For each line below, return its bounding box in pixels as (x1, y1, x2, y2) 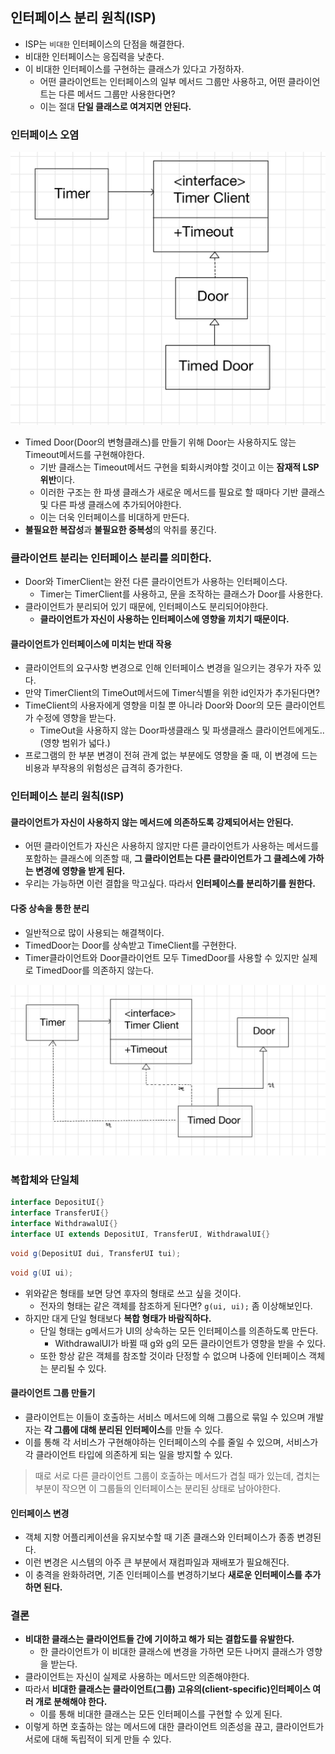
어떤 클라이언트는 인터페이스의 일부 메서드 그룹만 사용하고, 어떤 (39, 75, 286, 87)
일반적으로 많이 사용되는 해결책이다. (24, 926, 165, 938)
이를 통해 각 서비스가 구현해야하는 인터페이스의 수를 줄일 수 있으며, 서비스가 (24, 1436, 319, 1448)
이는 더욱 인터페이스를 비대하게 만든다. (39, 511, 190, 523)
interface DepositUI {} (10, 1198, 105, 1208)
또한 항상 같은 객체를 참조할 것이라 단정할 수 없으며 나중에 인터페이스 (39, 1349, 307, 1362)
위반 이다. (39, 473, 76, 485)
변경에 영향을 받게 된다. (34, 865, 126, 877)
